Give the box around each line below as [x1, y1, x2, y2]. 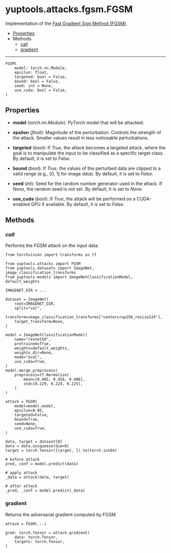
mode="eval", [14, 355, 42, 360]
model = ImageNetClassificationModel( [5, 332, 88, 337]
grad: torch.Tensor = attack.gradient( [5, 530, 90, 535]
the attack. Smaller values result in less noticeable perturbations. [12, 135, 149, 141]
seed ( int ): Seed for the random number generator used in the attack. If [12, 180, 162, 187]
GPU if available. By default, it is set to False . [31, 201, 125, 207]
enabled [12, 201, 30, 207]
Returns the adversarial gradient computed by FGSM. [5, 511, 117, 517]
